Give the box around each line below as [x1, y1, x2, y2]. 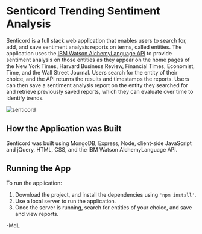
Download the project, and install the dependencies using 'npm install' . [14, 191, 197, 198]
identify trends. [6, 94, 44, 102]
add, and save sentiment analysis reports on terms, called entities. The [6, 43, 182, 51]
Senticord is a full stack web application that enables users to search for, [6, 37, 187, 44]
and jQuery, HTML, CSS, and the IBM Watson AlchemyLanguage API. [6, 146, 178, 153]
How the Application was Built [6, 123, 122, 134]
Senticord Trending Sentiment [6, 4, 161, 18]
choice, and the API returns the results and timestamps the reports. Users [6, 75, 189, 82]
